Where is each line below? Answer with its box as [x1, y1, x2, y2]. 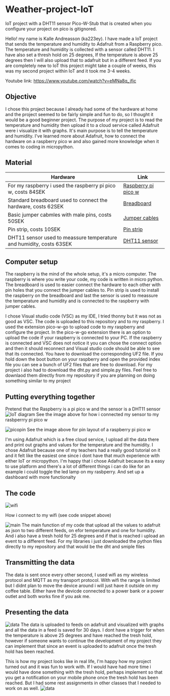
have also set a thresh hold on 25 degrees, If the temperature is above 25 [5, 52, 158, 58]
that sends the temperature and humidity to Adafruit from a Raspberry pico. [5, 41, 163, 47]
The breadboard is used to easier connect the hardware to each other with [5, 282, 161, 288]
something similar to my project [5, 378, 71, 384]
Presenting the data [5, 608, 69, 617]
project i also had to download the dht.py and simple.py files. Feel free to [5, 367, 157, 373]
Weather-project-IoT [5, 4, 94, 15]
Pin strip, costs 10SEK [8, 226, 61, 233]
